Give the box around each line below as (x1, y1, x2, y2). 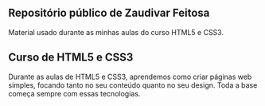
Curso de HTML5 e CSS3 (8, 51, 134, 65)
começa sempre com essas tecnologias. (8, 88, 141, 98)
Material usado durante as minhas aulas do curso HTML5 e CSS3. (8, 27, 224, 37)
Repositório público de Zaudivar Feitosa (8, 6, 210, 20)
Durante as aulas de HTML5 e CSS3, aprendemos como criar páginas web (8, 72, 252, 81)
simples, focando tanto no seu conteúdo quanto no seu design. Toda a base (8, 80, 258, 90)
